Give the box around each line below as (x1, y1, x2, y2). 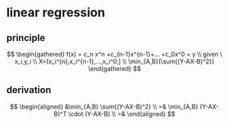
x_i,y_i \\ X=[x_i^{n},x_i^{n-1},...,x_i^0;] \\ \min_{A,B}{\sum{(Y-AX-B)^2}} (14, 57, 215, 66)
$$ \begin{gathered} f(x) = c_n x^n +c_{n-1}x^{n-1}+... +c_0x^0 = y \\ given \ (6, 50, 223, 58)
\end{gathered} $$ (88, 65, 141, 72)
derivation (6, 84, 51, 96)
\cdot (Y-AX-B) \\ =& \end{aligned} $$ (68, 109, 176, 117)
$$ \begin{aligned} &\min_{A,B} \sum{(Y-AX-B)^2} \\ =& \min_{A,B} (10, 102, 199, 111)
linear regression (6, 5, 106, 20)
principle (6, 32, 46, 44)
